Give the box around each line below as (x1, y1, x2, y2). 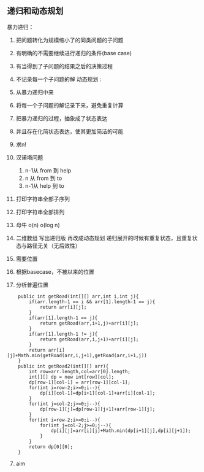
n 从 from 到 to (25, 174, 62, 182)
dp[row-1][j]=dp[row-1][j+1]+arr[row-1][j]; (39, 406, 156, 412)
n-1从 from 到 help (25, 166, 72, 174)
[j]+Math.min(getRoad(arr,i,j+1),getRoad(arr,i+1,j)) (7, 352, 148, 358)
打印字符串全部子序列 (15, 195, 70, 203)
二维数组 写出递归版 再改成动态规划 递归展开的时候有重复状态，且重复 (15, 234, 192, 241)
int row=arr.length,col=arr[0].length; (29, 368, 131, 374)
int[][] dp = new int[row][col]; (29, 374, 115, 380)
